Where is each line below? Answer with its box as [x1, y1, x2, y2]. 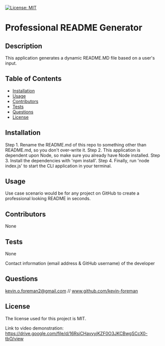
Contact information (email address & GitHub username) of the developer [5, 261, 155, 267]
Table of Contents [5, 74, 62, 83]
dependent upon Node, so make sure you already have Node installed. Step [5, 152, 161, 158]
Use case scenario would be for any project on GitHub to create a [5, 190, 140, 196]
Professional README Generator [5, 22, 143, 33]
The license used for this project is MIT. [5, 315, 86, 321]
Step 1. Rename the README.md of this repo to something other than [5, 141, 147, 147]
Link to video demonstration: [5, 325, 64, 331]
